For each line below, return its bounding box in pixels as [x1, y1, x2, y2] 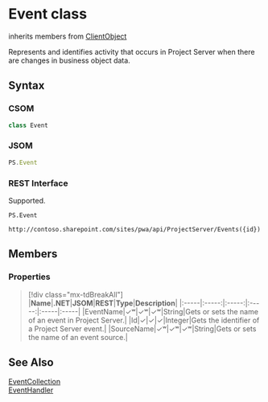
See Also [8, 355, 54, 370]
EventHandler [8, 385, 54, 395]
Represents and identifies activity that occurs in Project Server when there [8, 47, 255, 56]
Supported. [8, 195, 46, 205]
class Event [8, 121, 48, 129]
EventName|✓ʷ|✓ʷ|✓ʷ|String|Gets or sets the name [84, 306, 259, 316]
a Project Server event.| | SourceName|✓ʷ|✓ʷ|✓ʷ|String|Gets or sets [27, 323, 257, 334]
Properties [8, 271, 51, 282]
